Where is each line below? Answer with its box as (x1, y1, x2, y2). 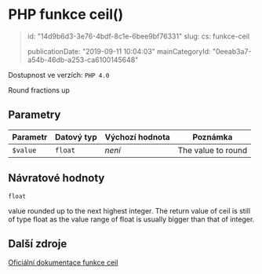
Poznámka (191, 131, 233, 142)
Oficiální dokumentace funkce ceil (8, 258, 118, 268)
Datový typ (54, 131, 98, 142)
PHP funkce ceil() (8, 5, 124, 24)
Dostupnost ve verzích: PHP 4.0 (8, 70, 110, 79)
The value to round (177, 144, 248, 155)
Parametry (8, 108, 61, 122)
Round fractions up (8, 85, 71, 95)
